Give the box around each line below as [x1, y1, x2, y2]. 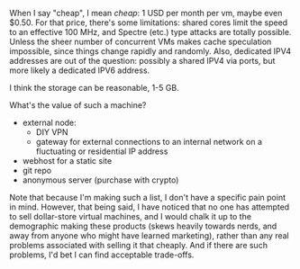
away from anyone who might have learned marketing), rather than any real [9, 230, 290, 241]
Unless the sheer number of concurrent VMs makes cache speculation [9, 36, 272, 47]
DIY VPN [35, 127, 69, 138]
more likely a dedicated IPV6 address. [9, 65, 150, 76]
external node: [22, 117, 77, 128]
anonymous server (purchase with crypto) [22, 175, 179, 185]
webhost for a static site [22, 156, 113, 166]
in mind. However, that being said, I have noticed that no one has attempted [9, 202, 290, 212]
